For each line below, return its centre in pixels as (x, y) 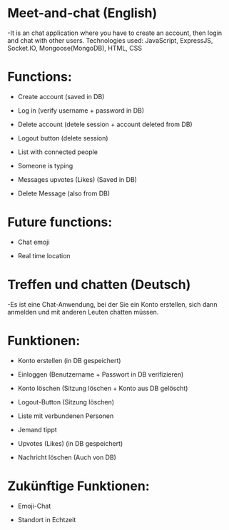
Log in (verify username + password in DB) (81, 110)
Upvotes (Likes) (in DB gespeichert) (70, 443)
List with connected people (58, 152)
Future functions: (60, 222)
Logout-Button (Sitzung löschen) (66, 402)
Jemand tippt (37, 429)
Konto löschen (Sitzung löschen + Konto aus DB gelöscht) (103, 388)
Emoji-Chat (34, 506)
